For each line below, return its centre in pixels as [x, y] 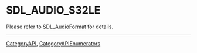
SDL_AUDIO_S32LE [53, 10]
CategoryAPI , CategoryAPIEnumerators [53, 43]
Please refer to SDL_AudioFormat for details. [60, 26]
